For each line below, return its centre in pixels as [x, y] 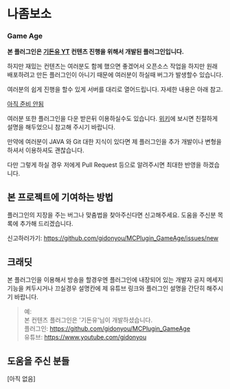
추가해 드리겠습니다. [46, 224]
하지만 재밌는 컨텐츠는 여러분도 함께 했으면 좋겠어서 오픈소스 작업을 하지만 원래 [113, 67]
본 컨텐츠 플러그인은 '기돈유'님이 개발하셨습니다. [88, 320]
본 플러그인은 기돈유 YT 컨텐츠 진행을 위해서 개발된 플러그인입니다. [95, 51]
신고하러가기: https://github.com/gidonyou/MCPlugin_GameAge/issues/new [113, 238]
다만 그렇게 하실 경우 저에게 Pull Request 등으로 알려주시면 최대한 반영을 [104, 165]
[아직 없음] [21, 379]
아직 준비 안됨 [26, 104]
